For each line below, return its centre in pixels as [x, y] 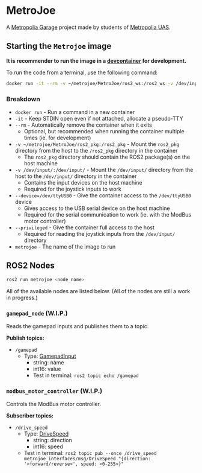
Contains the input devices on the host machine [83, 182]
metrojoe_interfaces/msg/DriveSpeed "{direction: [87, 459]
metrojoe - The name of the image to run [65, 246]
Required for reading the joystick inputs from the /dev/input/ [99, 233]
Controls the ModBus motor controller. [54, 404]
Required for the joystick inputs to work [73, 189]
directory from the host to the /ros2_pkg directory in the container [96, 150]
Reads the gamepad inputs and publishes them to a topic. [78, 326]
